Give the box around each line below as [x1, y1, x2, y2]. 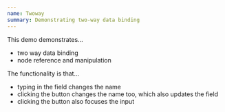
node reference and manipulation [17, 56, 112, 64]
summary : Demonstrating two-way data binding [7, 16, 140, 23]
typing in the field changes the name [17, 82, 122, 91]
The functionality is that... [7, 69, 80, 78]
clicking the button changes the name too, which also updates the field [17, 90, 219, 98]
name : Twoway [7, 10, 45, 17]
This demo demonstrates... [7, 35, 84, 43]
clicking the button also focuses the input [17, 97, 135, 105]
